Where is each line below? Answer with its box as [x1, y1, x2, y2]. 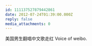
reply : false [5, 16, 33, 21]
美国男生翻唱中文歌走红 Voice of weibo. [5, 35, 87, 41]
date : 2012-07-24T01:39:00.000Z [5, 12, 73, 17]
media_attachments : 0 [5, 21, 51, 26]
